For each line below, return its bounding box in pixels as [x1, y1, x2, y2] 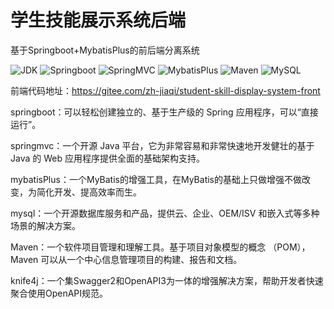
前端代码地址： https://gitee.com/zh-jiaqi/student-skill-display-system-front [10, 84, 321, 96]
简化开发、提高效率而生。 [36, 186, 142, 198]
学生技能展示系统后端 [10, 9, 187, 32]
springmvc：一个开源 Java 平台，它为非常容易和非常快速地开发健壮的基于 [10, 139, 315, 151]
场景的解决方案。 [10, 219, 81, 231]
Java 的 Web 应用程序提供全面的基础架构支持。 [10, 152, 205, 164]
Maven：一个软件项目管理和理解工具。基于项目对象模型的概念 [10, 241, 267, 253]
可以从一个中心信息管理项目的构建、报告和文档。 [40, 253, 243, 265]
